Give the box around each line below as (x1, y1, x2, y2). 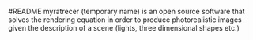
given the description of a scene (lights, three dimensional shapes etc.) (8, 24, 240, 32)
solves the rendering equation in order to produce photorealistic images (8, 15, 243, 24)
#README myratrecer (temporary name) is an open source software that (8, 7, 245, 16)
